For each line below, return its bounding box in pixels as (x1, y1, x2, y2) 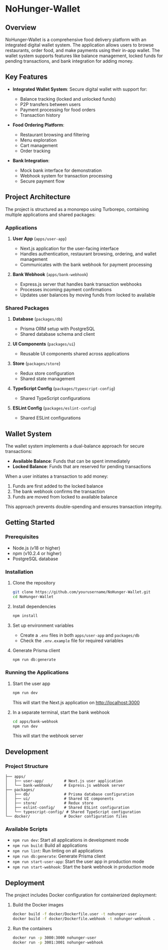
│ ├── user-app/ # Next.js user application (5, 779, 123, 784)
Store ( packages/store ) (12, 360, 61, 367)
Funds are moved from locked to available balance (12, 494, 118, 500)
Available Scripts (5, 826, 48, 833)
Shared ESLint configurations (20, 415, 81, 421)
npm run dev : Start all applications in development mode (12, 837, 129, 843)
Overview (5, 23, 37, 32)
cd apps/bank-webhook (12, 719, 58, 724)
